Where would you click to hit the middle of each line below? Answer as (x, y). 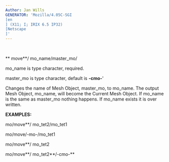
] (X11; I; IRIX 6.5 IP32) (34, 24)
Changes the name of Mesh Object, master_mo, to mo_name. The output (82, 88)
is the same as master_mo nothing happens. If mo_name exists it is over (81, 99)
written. (13, 105)
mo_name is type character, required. (45, 68)
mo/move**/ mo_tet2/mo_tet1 (36, 124)
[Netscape (16, 29)
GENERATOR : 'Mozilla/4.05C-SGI (39, 15)
